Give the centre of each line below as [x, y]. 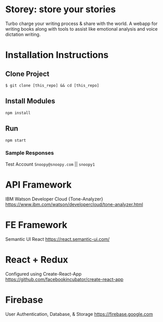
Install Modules [30, 101]
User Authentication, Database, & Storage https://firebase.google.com [79, 314]
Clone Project [27, 74]
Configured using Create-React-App [43, 274]
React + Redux [37, 259]
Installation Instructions [57, 55]
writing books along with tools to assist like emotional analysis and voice [81, 29]
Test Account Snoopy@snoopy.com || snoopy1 [50, 164]
